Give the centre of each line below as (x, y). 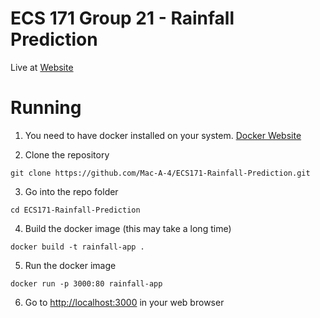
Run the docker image (70, 265)
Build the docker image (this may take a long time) (128, 228)
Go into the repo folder (71, 191)
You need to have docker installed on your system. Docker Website (163, 135)
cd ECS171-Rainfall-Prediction (75, 210)
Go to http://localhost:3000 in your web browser (124, 302)
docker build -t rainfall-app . (77, 247)
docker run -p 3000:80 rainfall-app (86, 283)
